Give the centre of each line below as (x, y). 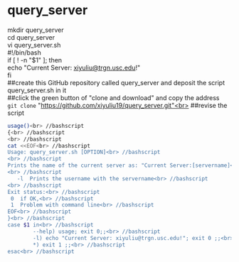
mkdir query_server (36, 30)
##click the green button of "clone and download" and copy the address (113, 97)
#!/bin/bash (24, 53)
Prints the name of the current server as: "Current (87, 165)
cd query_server (31, 37)
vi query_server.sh (34, 45)
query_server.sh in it (37, 90)
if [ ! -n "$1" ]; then (35, 60)
